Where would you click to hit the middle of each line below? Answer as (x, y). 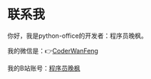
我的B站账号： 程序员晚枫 (44, 68)
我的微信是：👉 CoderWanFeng (53, 51)
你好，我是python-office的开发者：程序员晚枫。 (78, 36)
